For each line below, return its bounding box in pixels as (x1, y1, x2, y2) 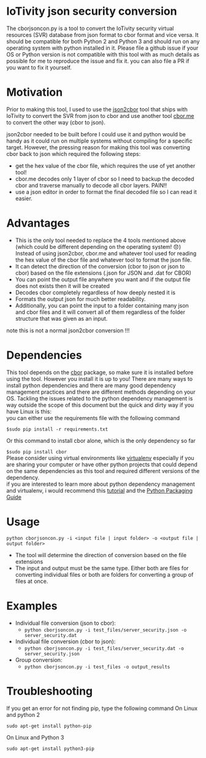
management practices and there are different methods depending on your (6, 388, 196, 396)
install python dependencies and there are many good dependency (6, 381, 176, 389)
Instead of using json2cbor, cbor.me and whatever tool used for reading (15, 249, 197, 257)
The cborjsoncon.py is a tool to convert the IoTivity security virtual (6, 25, 174, 32)
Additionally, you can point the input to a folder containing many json (15, 302, 189, 309)
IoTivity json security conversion (6, 4, 177, 18)
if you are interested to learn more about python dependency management (6, 480, 195, 488)
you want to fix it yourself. (6, 63, 72, 71)
